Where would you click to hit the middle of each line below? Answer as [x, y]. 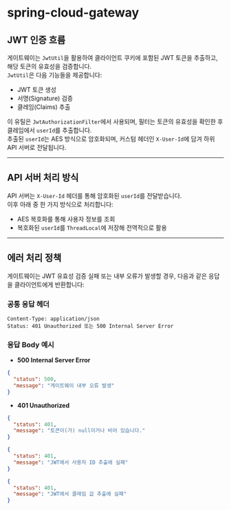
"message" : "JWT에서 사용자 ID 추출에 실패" [71, 462]
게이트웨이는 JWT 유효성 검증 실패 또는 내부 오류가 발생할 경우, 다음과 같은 [107, 276]
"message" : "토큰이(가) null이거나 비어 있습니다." [79, 431]
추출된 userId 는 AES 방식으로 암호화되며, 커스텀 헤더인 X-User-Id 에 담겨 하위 [111, 139]
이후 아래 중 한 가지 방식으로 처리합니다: [60, 204]
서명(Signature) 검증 [45, 98]
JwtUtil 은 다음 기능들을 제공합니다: [55, 75]
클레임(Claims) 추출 [44, 107]
